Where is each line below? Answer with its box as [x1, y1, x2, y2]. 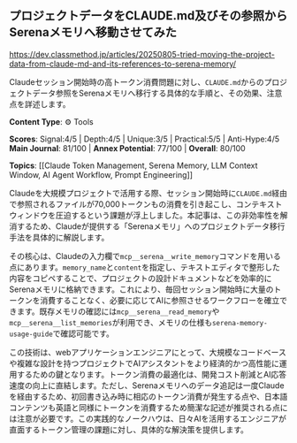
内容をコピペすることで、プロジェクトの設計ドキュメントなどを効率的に [9, 272, 272, 283]
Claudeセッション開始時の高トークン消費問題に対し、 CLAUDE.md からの [9, 76, 264, 87]
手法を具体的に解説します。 [9, 232, 110, 242]
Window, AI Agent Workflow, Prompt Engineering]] [9, 169, 193, 179]
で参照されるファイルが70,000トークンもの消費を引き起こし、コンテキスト [9, 198, 283, 210]
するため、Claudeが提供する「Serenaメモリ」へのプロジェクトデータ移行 [16, 220, 286, 232]
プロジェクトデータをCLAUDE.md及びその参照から [9, 8, 288, 24]
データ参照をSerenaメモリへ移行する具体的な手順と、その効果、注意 [32, 88, 283, 98]
